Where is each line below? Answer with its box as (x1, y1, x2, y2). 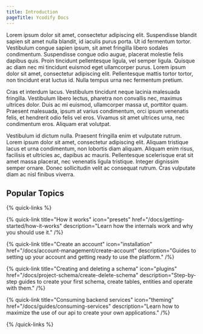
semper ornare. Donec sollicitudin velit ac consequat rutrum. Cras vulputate (6, 164, 196, 172)
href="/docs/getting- (131, 216, 185, 223)
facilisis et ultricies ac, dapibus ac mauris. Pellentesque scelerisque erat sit (6, 151, 194, 158)
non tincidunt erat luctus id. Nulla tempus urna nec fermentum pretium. (6, 76, 184, 84)
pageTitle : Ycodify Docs (6, 15, 69, 21)
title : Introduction (6, 8, 59, 15)
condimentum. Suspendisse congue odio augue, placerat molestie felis (6, 50, 184, 58)
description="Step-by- (139, 272, 196, 279)
